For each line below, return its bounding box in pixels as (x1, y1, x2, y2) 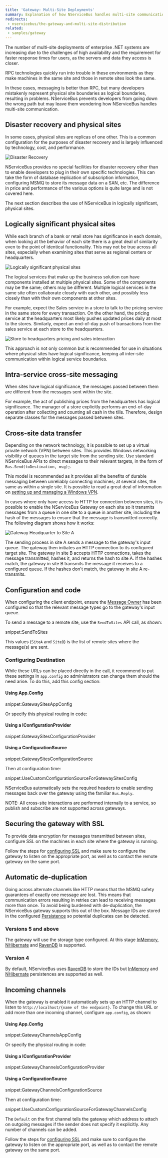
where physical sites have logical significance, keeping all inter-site (5, 350, 144, 356)
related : (5, 26, 23, 31)
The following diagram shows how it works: (5, 520, 95, 526)
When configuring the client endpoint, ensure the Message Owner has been (5, 599, 161, 605)
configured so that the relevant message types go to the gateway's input (5, 604, 155, 610)
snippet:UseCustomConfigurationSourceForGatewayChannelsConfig (5, 1106, 146, 1112)
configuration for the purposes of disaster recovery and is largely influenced (5, 139, 162, 145)
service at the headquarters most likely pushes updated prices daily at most (5, 315, 161, 321)
